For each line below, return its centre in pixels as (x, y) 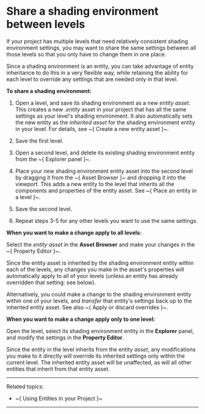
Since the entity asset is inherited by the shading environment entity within (100, 263)
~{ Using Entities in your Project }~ (59, 398)
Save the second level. (44, 209)
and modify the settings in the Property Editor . (65, 337)
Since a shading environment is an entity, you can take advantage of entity (100, 66)
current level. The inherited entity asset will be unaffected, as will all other (99, 362)
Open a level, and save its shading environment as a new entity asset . (103, 103)
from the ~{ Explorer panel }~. (53, 159)
